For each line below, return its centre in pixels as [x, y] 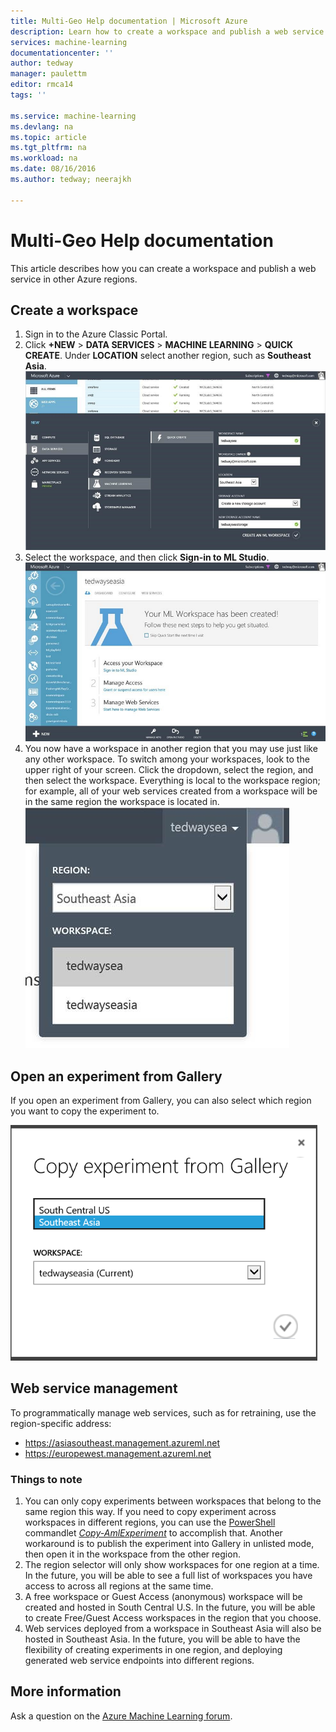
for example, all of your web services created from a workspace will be [171, 791]
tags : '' [28, 95]
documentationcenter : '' [62, 53]
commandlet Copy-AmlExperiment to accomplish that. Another [153, 1533]
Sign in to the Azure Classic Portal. [96, 334]
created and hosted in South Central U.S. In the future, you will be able [170, 1607]
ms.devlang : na [42, 126]
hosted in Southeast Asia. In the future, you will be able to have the [162, 1639]
